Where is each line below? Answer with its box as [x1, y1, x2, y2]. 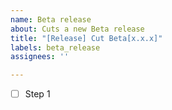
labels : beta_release [10, 42, 101, 53]
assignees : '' [10, 52, 70, 62]
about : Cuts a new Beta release [10, 24, 145, 34]
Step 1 [24, 88, 51, 100]
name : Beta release [10, 14, 92, 25]
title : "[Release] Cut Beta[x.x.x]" [10, 33, 163, 43]
